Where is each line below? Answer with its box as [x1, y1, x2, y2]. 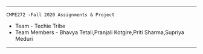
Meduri [14, 35, 33, 42]
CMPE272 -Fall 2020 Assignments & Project [6, 12, 115, 18]
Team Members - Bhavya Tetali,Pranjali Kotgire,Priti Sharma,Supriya [14, 29, 184, 36]
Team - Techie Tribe [14, 22, 66, 29]
